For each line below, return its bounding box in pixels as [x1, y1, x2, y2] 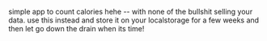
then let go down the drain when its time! [8, 24, 145, 33]
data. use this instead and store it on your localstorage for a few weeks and [8, 15, 260, 25]
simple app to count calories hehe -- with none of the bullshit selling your [8, 7, 253, 16]
